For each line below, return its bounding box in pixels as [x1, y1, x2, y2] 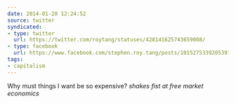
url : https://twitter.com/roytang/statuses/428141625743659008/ [13, 36, 206, 43]
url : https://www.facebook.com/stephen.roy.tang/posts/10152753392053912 [13, 50, 234, 57]
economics [7, 89, 40, 97]
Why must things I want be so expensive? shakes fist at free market [7, 81, 204, 90]
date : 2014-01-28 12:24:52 [7, 10, 86, 18]
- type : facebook [7, 43, 58, 50]
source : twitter [7, 17, 55, 24]
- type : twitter [7, 29, 55, 37]
